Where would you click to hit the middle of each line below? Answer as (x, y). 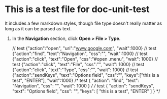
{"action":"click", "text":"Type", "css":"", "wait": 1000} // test (75, 70)
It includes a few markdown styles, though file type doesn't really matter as (83, 23)
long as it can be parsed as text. (38, 28)
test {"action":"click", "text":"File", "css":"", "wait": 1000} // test (78, 64)
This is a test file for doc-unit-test (77, 9)
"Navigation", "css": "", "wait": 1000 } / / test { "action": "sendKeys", (83, 86)
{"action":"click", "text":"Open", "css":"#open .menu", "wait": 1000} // (85, 59)
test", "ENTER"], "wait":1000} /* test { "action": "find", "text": (75, 80)
